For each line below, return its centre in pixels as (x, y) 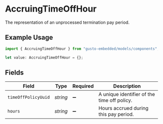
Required (83, 86)
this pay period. (116, 114)
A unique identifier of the (127, 94)
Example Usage (29, 38)
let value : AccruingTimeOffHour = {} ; (44, 57)
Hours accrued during (124, 108)
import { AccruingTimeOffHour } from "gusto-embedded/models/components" (81, 49)
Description (127, 86)
